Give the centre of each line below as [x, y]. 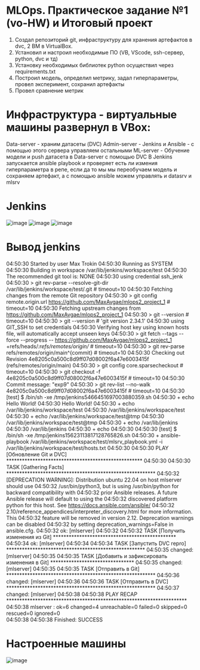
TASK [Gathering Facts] [35, 467]
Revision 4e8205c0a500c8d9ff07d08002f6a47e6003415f [78, 359]
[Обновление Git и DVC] [37, 454]
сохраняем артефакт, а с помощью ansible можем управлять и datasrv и [99, 176]
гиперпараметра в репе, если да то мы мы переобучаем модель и [92, 169]
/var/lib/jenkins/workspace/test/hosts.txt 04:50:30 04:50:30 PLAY [87, 448]
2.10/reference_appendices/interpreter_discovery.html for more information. [99, 511]
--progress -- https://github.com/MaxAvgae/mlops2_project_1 [96, 340]
